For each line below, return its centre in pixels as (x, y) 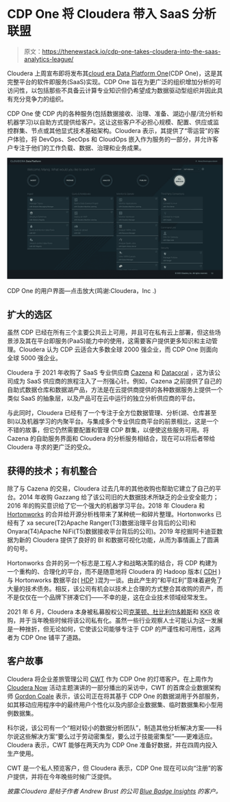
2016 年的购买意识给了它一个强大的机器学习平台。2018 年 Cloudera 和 (106, 506)
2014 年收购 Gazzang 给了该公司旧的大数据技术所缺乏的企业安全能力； (119, 497)
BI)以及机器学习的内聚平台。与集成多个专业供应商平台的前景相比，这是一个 (113, 421)
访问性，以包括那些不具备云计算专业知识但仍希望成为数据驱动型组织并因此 (112, 90)
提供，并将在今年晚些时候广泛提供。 (64, 776)
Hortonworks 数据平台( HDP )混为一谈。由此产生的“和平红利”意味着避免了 (119, 580)
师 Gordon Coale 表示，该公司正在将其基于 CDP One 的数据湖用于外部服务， (115, 696)
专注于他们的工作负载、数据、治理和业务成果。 (79, 147)
